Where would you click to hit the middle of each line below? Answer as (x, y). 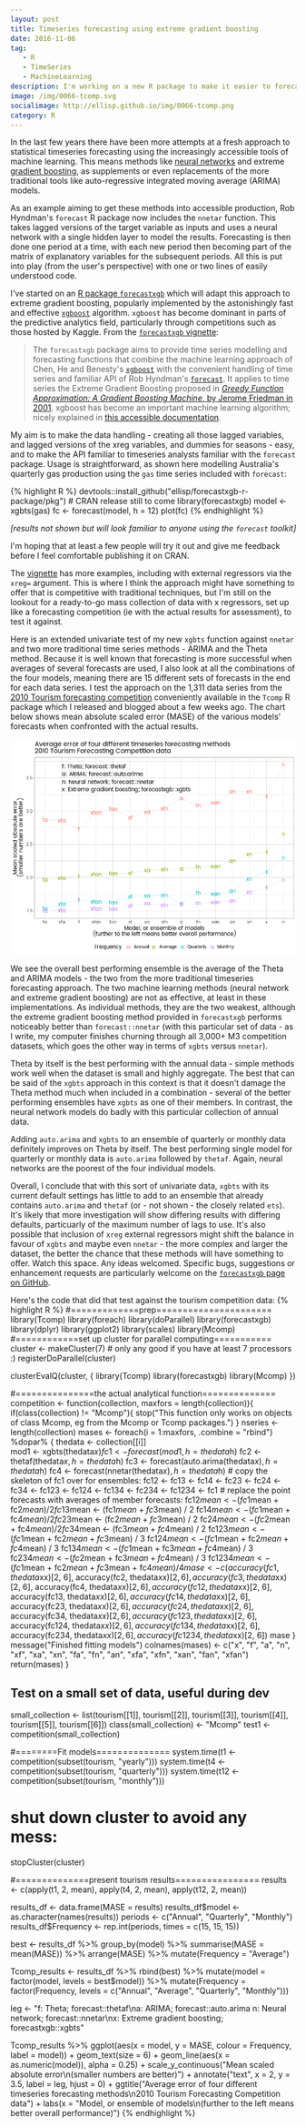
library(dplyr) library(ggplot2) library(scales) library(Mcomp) (123, 1330)
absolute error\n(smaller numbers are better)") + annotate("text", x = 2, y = (151, 2074)
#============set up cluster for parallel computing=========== (141, 1339)
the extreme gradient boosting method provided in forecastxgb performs (146, 1017)
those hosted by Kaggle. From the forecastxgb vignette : (114, 332)
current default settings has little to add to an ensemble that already (137, 1196)
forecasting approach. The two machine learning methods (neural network (150, 988)
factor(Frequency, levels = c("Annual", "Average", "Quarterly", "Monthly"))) (150, 1991)
